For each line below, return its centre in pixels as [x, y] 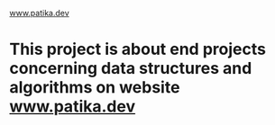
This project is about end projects [137, 49]
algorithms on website [95, 88]
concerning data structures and [131, 69]
